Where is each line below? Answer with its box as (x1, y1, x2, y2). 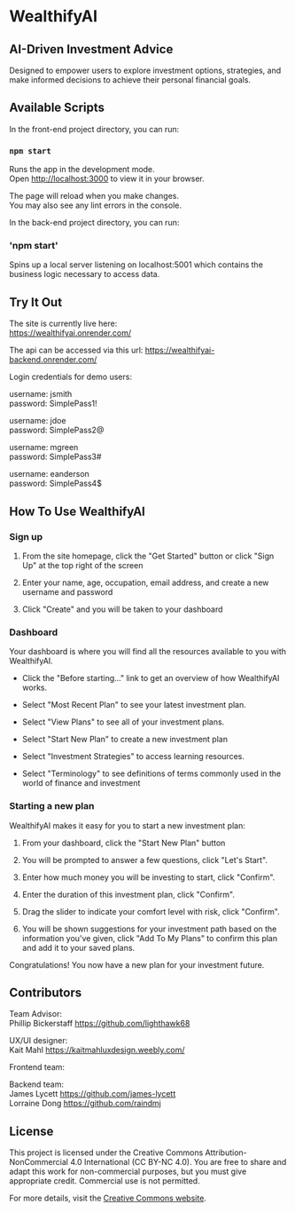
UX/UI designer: (9, 1035, 68, 1046)
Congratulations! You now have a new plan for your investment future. (9, 959, 265, 970)
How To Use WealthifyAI (9, 503, 146, 519)
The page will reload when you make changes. (9, 191, 180, 202)
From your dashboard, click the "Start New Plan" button (21, 837, 226, 848)
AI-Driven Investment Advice (9, 42, 174, 57)
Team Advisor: (9, 1009, 62, 1019)
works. (21, 682, 47, 693)
